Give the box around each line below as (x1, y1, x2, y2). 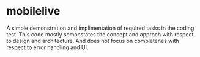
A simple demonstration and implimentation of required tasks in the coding (6, 24, 194, 32)
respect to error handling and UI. (6, 44, 89, 51)
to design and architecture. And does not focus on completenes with (6, 37, 179, 44)
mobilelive (6, 4, 61, 18)
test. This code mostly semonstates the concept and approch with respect (6, 30, 194, 38)
